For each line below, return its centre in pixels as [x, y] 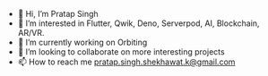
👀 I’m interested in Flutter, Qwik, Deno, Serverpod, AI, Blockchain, [138, 23]
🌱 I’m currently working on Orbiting [82, 42]
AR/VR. [31, 33]
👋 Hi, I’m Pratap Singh [58, 14]
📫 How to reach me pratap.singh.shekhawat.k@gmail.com [126, 62]
